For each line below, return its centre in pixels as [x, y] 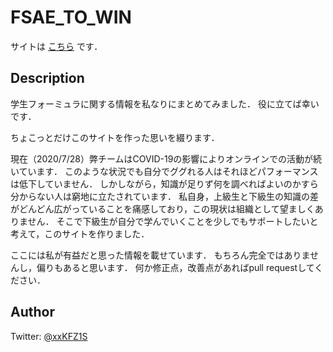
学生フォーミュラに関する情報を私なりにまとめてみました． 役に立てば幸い [165, 103]
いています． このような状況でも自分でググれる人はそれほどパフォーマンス [164, 171]
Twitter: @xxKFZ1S [49, 336]
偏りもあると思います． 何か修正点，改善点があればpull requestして [175, 267]
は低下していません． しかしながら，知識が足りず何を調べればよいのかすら [164, 183]
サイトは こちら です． [56, 46]
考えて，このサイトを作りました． [80, 233]
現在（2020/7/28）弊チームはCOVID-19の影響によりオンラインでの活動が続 [166, 158]
